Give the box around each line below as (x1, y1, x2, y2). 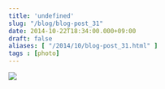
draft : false (8, 34, 53, 43)
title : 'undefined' (8, 11, 75, 20)
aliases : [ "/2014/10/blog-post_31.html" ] (8, 42, 158, 50)
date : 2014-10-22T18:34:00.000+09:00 (8, 27, 137, 35)
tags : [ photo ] (8, 49, 60, 57)
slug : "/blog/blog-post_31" (8, 19, 104, 28)
